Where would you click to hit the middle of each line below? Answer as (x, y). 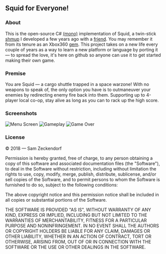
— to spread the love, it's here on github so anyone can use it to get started (83, 55)
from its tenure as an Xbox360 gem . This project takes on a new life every (81, 44)
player (12, 100)
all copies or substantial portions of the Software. (56, 200)
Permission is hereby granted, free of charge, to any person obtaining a (79, 158)
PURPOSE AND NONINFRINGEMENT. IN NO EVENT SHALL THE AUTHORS (82, 225)
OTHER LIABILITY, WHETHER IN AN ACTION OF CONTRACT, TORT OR (78, 236)
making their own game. (30, 60)
